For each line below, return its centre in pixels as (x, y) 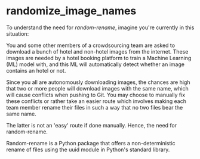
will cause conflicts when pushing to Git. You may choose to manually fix (96, 95)
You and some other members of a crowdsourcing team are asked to (90, 45)
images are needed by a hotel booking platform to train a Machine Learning (99, 58)
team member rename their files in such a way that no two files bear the (95, 107)
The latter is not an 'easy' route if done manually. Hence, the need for (92, 125)
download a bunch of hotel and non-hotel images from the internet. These (97, 51)
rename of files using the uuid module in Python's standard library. (88, 149)
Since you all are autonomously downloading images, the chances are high (98, 82)
